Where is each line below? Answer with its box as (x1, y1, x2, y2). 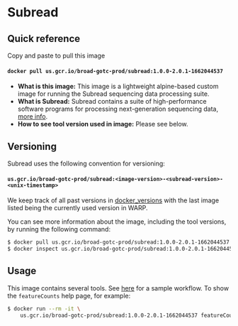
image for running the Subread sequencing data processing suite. (17, 89, 210, 98)
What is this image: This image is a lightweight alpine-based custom (17, 82, 219, 91)
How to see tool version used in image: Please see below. (17, 120, 189, 129)
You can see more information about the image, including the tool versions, (7, 217, 227, 226)
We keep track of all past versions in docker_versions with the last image (7, 196, 220, 205)
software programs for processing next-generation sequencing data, (17, 104, 219, 114)
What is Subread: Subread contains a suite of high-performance (17, 97, 207, 106)
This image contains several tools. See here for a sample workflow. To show (7, 283, 229, 292)
